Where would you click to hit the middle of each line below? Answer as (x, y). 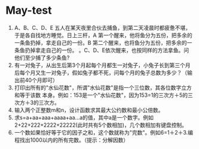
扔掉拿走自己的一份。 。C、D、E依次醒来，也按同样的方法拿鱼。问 (107, 50)
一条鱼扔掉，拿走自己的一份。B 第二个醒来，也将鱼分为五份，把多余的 (100, 42)
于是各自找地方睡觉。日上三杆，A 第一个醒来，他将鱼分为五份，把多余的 (103, 35)
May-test (29, 10)
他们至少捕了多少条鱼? (42, 57)
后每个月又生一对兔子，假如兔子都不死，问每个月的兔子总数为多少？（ (101, 72)
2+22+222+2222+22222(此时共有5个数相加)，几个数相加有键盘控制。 (101, 125)
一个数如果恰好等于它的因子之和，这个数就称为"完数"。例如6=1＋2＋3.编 (104, 132)
